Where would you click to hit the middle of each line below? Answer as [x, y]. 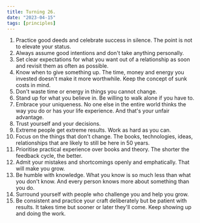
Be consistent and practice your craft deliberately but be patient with [101, 201]
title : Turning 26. [31, 12]
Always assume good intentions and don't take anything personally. [100, 53]
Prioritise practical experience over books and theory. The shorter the [102, 149]
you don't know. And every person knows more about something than [102, 181]
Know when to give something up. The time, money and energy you [100, 73]
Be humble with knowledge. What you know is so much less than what [103, 175]
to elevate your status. [43, 47]
